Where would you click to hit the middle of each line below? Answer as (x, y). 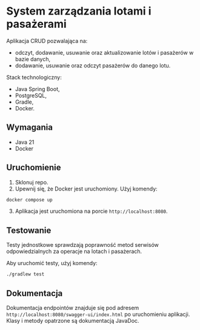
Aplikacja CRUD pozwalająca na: (47, 41)
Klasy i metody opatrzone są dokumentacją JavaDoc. (73, 320)
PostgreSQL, (31, 95)
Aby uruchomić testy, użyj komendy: (52, 263)
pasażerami (36, 24)
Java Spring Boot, (37, 89)
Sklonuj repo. (32, 182)
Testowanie (29, 230)
